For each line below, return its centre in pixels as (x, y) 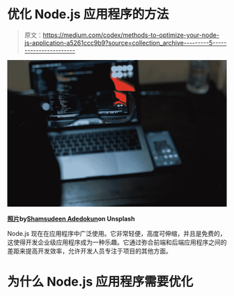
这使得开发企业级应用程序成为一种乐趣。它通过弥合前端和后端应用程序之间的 (117, 242)
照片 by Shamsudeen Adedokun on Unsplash (71, 219)
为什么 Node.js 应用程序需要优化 (100, 282)
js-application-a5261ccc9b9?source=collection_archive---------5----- (125, 43)
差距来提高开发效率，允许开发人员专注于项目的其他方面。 (89, 251)
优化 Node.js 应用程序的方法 (88, 14)
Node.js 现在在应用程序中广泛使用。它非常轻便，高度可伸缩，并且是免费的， (117, 233)
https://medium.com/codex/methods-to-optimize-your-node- (131, 35)
